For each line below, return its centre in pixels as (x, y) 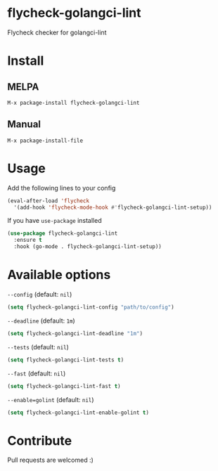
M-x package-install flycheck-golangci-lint (73, 103)
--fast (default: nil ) (37, 373)
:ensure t (28, 240)
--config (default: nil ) (40, 294)
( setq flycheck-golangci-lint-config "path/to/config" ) (91, 307)
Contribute (40, 440)
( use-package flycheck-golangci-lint (63, 233)
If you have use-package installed (54, 221)
